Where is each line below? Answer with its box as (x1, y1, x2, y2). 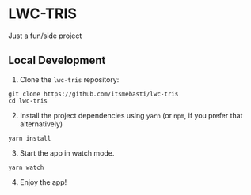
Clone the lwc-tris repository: (19, 74, 120, 84)
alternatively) (19, 119, 63, 129)
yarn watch (8, 163, 44, 171)
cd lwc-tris (8, 96, 48, 105)
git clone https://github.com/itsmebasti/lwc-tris (8, 90, 179, 98)
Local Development (8, 54, 106, 67)
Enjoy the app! (19, 177, 67, 186)
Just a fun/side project (8, 31, 82, 40)
